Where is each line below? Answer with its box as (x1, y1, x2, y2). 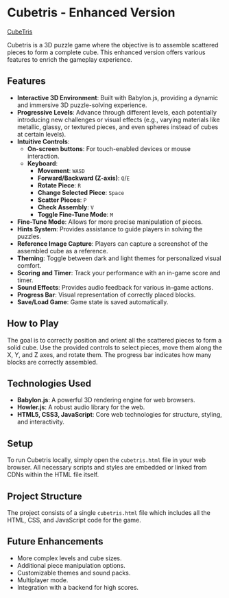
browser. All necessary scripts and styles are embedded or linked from (7, 463, 207, 472)
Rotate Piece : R (37, 181, 81, 189)
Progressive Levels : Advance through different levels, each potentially (16, 108, 217, 116)
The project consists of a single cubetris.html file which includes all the (7, 509, 210, 516)
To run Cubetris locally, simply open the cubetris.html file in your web (7, 456, 206, 464)
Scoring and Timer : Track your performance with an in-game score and (16, 268, 221, 277)
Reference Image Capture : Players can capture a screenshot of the (16, 239, 208, 248)
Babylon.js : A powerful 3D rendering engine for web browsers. (16, 396, 195, 404)
